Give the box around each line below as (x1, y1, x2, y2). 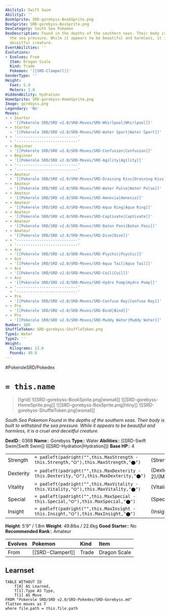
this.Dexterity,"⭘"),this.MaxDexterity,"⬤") (34, 473, 146, 479)
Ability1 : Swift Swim (5, 7, 51, 13)
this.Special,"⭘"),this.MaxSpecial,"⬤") (34, 499, 136, 504)
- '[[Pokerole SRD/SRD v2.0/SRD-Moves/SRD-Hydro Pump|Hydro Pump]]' (10, 280, 157, 285)
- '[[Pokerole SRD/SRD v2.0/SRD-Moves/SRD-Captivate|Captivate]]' (10, 214, 153, 219)
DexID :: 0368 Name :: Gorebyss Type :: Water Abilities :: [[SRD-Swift (5, 438, 146, 444)
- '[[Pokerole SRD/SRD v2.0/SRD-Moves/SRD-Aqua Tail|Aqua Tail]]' (10, 261, 153, 266)
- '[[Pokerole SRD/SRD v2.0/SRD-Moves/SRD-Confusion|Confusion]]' (10, 149, 153, 154)
